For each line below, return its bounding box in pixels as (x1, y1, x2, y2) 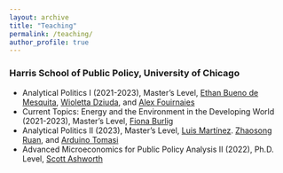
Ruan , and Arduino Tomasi (21, 134, 119, 145)
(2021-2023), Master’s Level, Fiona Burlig (21, 115, 174, 126)
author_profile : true (9, 37, 90, 47)
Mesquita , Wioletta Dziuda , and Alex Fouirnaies (21, 97, 195, 107)
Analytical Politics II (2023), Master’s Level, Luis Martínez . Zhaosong (21, 125, 272, 136)
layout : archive (9, 12, 69, 22)
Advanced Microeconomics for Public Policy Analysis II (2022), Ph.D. (21, 144, 274, 154)
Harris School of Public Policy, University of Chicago (9, 67, 240, 80)
